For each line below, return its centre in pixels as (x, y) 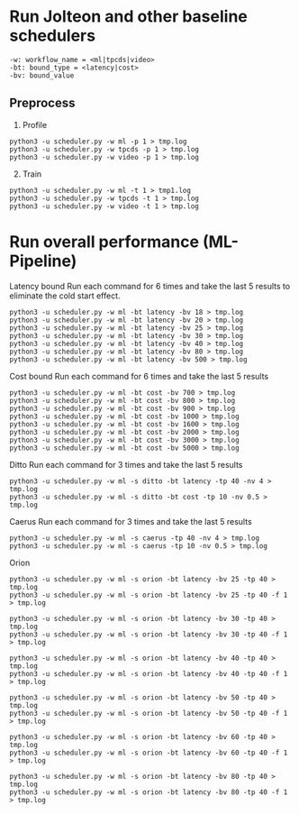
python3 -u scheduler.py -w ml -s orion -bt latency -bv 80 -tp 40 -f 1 (149, 792)
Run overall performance (104, 242)
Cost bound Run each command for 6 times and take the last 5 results (139, 376)
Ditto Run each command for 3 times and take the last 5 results (126, 464)
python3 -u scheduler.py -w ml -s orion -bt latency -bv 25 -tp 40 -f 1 (149, 595)
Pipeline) (43, 261)
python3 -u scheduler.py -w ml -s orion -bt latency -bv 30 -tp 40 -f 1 (149, 634)
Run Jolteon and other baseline (128, 17)
